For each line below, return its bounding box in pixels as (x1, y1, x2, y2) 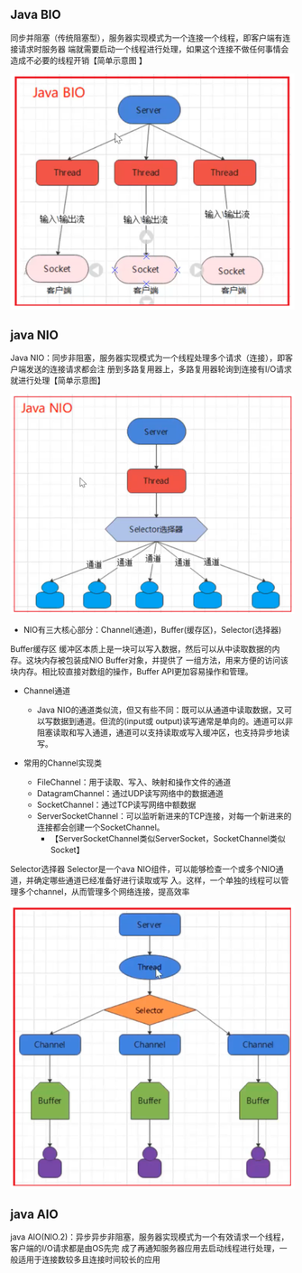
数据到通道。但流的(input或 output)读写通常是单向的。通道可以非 (52, 716, 294, 727)
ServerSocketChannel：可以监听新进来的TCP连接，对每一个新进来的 (36, 811, 292, 822)
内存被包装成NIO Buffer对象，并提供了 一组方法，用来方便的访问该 (41, 655, 289, 666)
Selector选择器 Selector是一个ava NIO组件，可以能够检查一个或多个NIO (10, 864, 276, 875)
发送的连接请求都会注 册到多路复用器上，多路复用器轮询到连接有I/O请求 (25, 364, 292, 375)
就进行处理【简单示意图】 (10, 375, 105, 386)
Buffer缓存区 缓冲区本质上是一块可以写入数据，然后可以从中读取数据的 (10, 644, 273, 655)
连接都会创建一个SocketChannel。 (36, 822, 165, 833)
